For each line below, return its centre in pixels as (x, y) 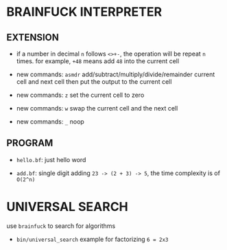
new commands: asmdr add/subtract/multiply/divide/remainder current (116, 74)
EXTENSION (33, 37)
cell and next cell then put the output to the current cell (94, 82)
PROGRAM (30, 143)
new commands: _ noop (50, 122)
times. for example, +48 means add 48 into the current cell (98, 61)
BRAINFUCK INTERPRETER (84, 12)
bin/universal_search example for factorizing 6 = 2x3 (92, 239)
